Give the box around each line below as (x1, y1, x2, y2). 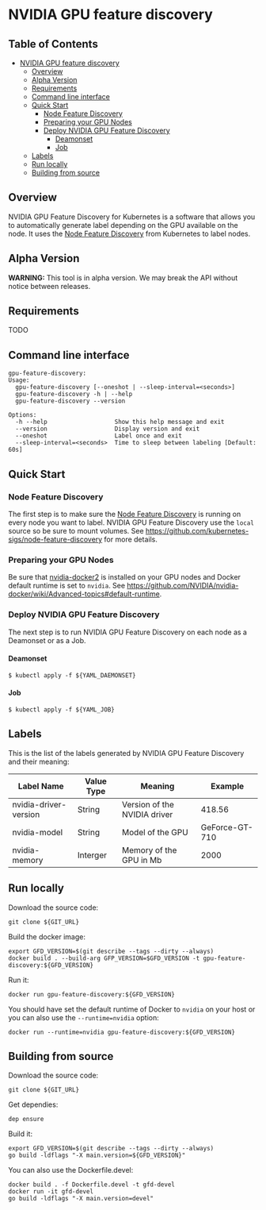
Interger (77, 850, 107, 861)
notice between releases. (8, 281, 91, 291)
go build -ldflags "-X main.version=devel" (8, 1195, 154, 1203)
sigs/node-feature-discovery (8, 534, 103, 544)
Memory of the (121, 844, 177, 855)
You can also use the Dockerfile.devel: (8, 1166, 134, 1175)
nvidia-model (12, 827, 63, 838)
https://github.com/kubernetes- (145, 526, 249, 535)
